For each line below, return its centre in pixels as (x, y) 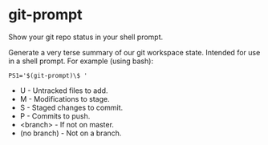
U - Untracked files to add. (64, 91)
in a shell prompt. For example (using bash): (81, 61)
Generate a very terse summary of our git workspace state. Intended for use (134, 52)
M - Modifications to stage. (65, 99)
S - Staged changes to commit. (71, 107)
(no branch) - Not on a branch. (71, 133)
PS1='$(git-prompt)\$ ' (48, 75)
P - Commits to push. (55, 116)
